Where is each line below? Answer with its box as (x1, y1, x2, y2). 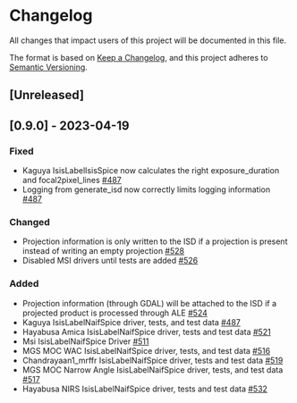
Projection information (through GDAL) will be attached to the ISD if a (21, 298, 277, 308)
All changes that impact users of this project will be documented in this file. (9, 35, 287, 46)
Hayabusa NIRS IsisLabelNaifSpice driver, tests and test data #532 (21, 383, 268, 394)
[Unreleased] (9, 88, 85, 103)
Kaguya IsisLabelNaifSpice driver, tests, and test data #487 (21, 316, 242, 327)
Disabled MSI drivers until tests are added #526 (21, 256, 199, 266)
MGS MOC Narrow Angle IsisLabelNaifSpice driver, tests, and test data (21, 364, 284, 375)
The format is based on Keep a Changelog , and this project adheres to (9, 52, 268, 63)
